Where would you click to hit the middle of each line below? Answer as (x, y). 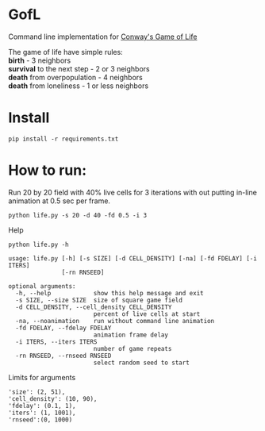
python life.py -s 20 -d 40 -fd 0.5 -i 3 (78, 215)
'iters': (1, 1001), (42, 413)
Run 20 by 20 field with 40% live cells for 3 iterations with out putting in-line (133, 192)
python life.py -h (38, 244)
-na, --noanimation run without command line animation (115, 321)
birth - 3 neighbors (40, 60)
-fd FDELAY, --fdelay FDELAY (63, 328)
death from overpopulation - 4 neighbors (75, 77)
